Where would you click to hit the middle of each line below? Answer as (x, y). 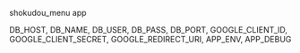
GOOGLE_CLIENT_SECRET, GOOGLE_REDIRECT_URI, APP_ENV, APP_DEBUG (150, 39)
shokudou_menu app (48, 13)
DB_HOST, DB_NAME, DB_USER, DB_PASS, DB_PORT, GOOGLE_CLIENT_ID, (149, 30)
